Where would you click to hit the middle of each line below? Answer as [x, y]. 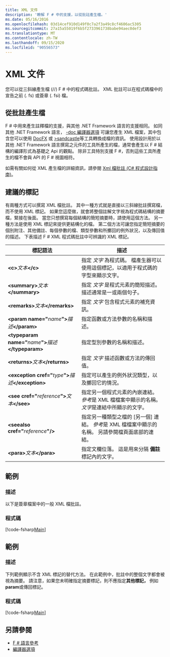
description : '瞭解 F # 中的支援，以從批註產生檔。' [56, 15]
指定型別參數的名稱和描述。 [114, 343]
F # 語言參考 [26, 643]
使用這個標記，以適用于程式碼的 [119, 268]
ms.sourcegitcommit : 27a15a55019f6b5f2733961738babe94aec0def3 [73, 29]
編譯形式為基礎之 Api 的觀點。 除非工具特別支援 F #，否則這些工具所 [85, 151]
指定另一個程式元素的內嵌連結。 [119, 392]
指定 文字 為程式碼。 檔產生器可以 [121, 260]
